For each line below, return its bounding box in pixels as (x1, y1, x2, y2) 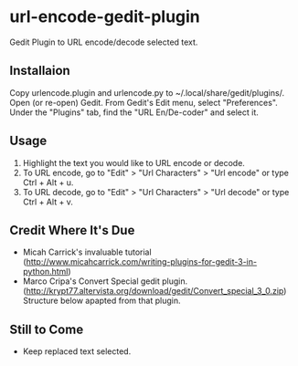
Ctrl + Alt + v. (22, 196, 73, 207)
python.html (22, 267, 69, 277)
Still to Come (9, 321, 84, 337)
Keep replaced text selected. (22, 346, 132, 357)
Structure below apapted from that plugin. (22, 295, 181, 307)
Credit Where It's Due (9, 222, 135, 238)
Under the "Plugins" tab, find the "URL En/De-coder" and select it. (9, 107, 259, 118)
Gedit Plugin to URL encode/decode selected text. (9, 37, 198, 47)
